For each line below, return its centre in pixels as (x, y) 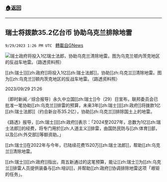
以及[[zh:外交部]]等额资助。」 (34, 135)
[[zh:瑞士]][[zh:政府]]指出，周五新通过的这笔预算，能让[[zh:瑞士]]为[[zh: (79, 162)
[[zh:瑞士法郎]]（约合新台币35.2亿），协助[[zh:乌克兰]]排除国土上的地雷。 (80, 112)
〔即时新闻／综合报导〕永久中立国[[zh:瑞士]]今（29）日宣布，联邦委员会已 (82, 99)
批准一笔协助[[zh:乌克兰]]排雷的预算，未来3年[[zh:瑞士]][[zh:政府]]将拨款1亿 (83, 105)
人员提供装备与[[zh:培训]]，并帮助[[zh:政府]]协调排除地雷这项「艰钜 (91, 168)
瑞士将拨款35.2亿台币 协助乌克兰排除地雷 (69, 33)
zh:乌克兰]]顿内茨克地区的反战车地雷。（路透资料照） (66, 79)
